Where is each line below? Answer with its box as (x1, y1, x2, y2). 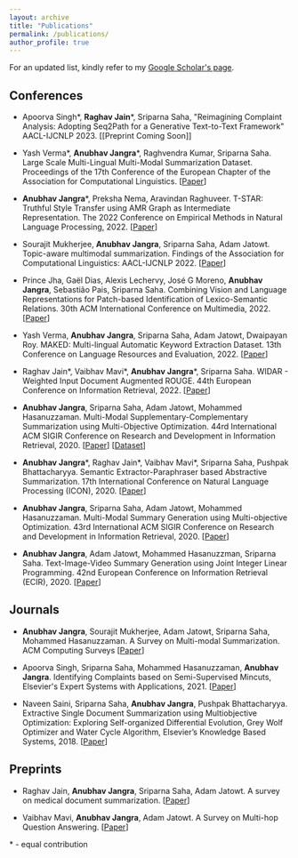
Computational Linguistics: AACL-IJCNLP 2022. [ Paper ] (21, 258, 227, 269)
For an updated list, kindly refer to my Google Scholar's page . (9, 62, 235, 73)
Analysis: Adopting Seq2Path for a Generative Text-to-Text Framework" (21, 121, 285, 132)
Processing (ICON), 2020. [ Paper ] (21, 485, 147, 496)
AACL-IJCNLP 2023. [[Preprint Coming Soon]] (21, 131, 192, 141)
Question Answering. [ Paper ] (21, 822, 129, 832)
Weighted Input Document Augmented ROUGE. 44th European (21, 375, 252, 387)
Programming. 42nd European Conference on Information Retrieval (21, 567, 269, 578)
